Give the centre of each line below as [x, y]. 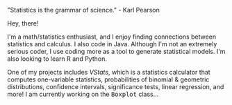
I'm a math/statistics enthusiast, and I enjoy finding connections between [112, 37]
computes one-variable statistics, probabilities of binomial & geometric [108, 79]
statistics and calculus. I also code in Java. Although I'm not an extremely [112, 44]
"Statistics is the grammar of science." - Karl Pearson [83, 10]
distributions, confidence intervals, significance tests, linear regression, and [116, 87]
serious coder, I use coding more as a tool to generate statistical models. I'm [116, 51]
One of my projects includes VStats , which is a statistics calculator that [109, 72]
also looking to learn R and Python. [57, 59]
